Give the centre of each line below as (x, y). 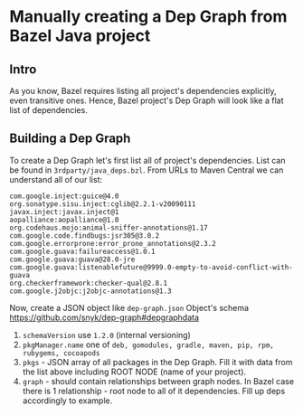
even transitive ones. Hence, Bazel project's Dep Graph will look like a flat (147, 100)
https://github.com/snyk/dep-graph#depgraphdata (104, 317)
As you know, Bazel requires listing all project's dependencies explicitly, (143, 91)
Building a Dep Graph (70, 139)
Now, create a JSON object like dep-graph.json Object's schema (129, 307)
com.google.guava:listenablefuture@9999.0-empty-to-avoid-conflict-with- (151, 267)
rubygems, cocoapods (61, 353)
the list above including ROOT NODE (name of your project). (134, 372)
